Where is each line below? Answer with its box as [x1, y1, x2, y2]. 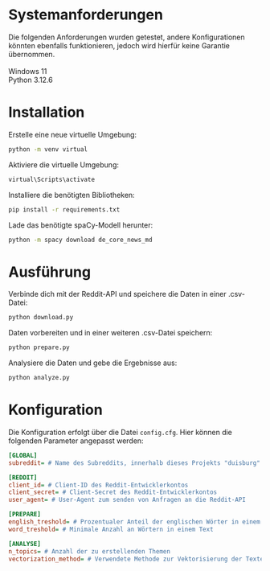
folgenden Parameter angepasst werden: [8, 436, 144, 446]
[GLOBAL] [8, 451, 38, 459]
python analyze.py [8, 374, 70, 382]
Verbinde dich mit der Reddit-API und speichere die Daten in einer [8, 290, 227, 299]
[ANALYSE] [8, 540, 42, 548]
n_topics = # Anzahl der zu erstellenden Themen [8, 547, 171, 556]
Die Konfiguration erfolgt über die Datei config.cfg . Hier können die [8, 427, 233, 437]
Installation [8, 103, 85, 121]
